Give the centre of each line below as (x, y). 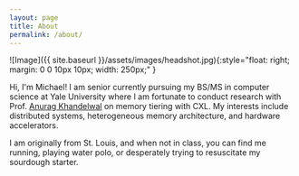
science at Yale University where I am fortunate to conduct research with (145, 97)
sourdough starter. (44, 162)
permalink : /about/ (46, 34)
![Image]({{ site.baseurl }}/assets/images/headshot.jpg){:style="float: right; (149, 60)
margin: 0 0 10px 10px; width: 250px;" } (83, 69)
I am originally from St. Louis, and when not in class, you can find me (138, 143)
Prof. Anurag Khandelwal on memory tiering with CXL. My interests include (149, 107)
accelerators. (34, 125)
